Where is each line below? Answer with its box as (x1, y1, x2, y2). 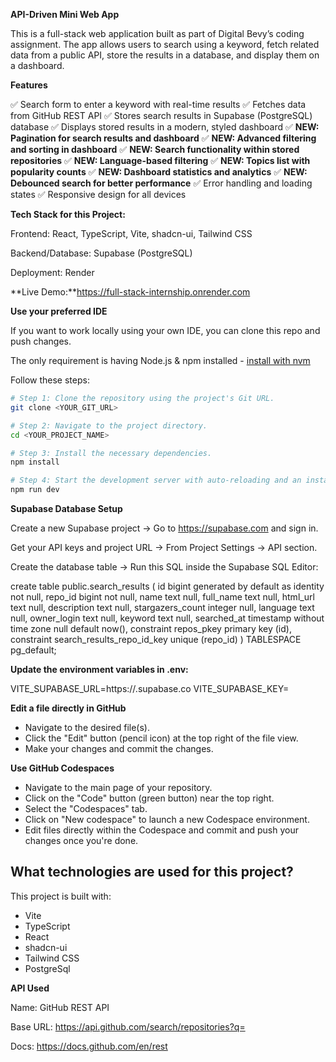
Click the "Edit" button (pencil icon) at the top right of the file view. (24, 732, 299, 744)
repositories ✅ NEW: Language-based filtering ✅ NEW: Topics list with (10, 155, 311, 166)
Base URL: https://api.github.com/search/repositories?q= (10, 1020, 246, 1033)
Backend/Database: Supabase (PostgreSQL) (10, 247, 193, 259)
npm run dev (10, 485, 60, 495)
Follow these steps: (10, 374, 90, 386)
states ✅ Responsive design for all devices (10, 189, 187, 200)
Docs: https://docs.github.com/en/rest (10, 1040, 168, 1052)
